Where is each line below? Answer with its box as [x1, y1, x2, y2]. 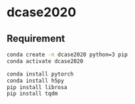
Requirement [6, 33, 65, 45]
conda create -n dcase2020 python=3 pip [6, 51, 129, 58]
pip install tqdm [6, 90, 58, 98]
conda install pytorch [6, 70, 74, 78]
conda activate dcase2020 [6, 57, 83, 64]
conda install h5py [6, 77, 65, 84]
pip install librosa [6, 83, 68, 91]
